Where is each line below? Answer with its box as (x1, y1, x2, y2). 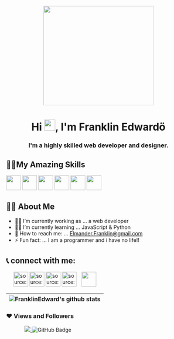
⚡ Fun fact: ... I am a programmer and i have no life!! (14, 236, 139, 244)
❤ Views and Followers (6, 312, 74, 320)
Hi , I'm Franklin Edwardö (31, 121, 166, 134)
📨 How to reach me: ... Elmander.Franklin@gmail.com (14, 230, 143, 237)
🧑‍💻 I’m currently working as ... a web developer (14, 217, 129, 224)
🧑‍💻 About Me (6, 202, 55, 212)
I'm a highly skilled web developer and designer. (28, 141, 169, 149)
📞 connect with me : (6, 256, 76, 266)
